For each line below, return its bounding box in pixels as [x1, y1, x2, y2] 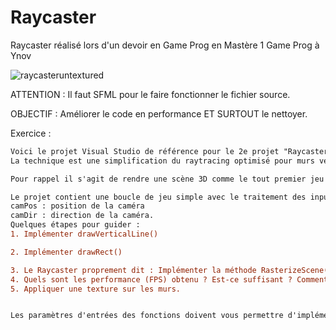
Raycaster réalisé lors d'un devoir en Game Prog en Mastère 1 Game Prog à [10, 39, 320, 51]
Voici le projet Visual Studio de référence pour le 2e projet [10, 146, 280, 156]
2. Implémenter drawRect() [10, 247, 123, 257]
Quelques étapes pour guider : [10, 220, 141, 230]
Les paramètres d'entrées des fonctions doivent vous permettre [10, 311, 284, 321]
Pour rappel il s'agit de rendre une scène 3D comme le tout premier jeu [10, 174, 325, 184]
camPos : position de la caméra [10, 201, 145, 211]
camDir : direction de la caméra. [10, 211, 155, 221]
